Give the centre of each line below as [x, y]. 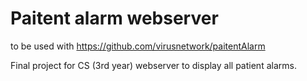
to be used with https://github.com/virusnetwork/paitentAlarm [138, 46]
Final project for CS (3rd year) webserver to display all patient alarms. [153, 65]
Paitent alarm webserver [114, 18]
